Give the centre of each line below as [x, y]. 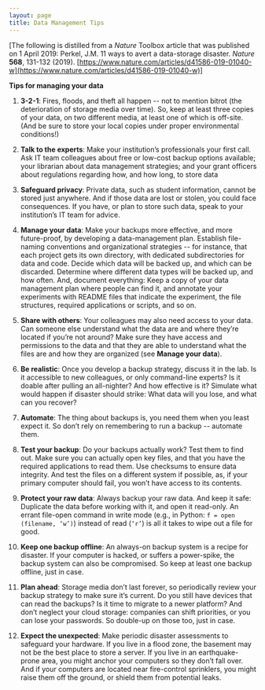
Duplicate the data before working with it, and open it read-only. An [129, 506]
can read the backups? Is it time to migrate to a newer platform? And [131, 604]
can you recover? [48, 402]
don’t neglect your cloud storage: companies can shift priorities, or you [135, 612]
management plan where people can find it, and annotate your [121, 288]
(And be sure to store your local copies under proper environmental [129, 126]
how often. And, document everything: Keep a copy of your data [124, 280]
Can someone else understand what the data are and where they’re [129, 328]
